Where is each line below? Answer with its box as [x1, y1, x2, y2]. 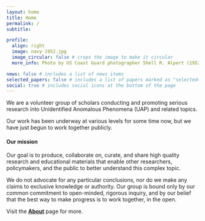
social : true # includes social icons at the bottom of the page [6, 82, 176, 89]
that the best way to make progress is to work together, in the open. [6, 196, 177, 203]
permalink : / [6, 20, 40, 26]
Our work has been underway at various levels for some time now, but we [6, 118, 192, 125]
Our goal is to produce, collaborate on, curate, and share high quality [6, 151, 180, 159]
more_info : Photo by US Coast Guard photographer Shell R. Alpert [12, 59, 184, 66]
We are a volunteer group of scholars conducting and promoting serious [6, 99, 188, 107]
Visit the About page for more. [6, 208, 84, 215]
